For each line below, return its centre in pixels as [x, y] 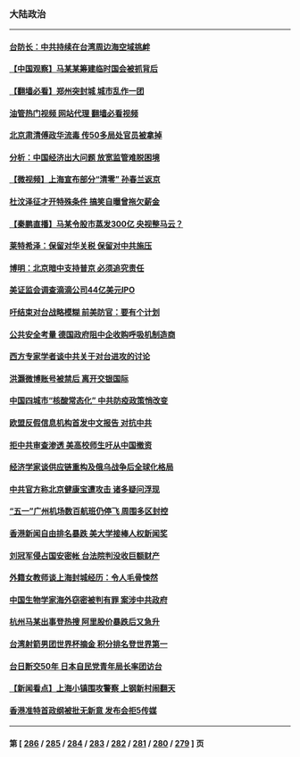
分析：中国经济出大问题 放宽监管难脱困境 [85, 157]
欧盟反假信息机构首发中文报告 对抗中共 [81, 423]
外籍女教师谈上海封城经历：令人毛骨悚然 [83, 577]
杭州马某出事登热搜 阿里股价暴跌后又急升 [85, 622]
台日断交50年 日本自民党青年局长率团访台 [86, 666]
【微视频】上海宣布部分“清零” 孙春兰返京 [85, 180]
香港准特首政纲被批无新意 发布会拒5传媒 [83, 710]
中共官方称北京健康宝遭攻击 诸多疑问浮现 [85, 489]
